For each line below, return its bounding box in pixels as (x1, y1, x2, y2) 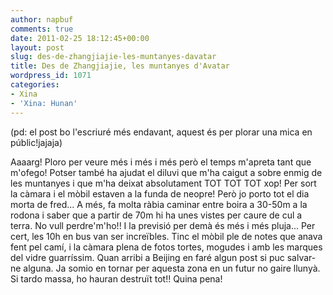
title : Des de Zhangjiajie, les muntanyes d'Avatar (10, 61, 230, 71)
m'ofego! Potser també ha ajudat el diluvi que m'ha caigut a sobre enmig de (10, 166, 323, 178)
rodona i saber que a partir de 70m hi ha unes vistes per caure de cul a (10, 209, 303, 221)
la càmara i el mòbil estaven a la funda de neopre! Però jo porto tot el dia (10, 187, 310, 200)
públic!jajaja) (10, 136, 63, 148)
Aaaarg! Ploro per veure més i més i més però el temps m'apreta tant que (10, 156, 312, 168)
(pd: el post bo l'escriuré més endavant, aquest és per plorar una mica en (10, 126, 313, 138)
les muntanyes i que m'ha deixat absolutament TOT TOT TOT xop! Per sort (10, 177, 317, 189)
